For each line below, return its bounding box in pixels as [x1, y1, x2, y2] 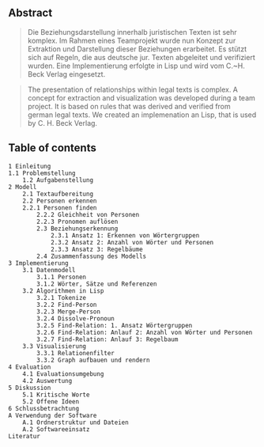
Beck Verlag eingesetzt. [27, 69, 106, 78]
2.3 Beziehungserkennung [36, 225, 119, 233]
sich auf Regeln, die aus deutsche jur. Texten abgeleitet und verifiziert [27, 52, 255, 62]
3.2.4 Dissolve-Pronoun [36, 314, 115, 323]
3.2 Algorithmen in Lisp [22, 286, 104, 295]
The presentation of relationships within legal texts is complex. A [27, 85, 239, 94]
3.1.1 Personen [36, 273, 87, 281]
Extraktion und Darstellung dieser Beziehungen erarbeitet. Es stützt [27, 44, 247, 54]
